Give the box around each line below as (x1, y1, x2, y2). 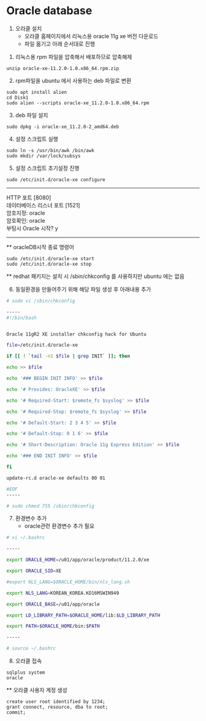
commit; (6, 709, 26, 715)
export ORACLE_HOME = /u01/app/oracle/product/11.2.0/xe (6, 557, 150, 563)
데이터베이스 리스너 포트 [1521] (6, 201, 80, 209)
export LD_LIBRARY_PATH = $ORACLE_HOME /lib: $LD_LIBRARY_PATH (6, 612, 161, 619)
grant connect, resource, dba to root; (6, 704, 109, 711)
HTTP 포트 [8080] (6, 194, 51, 201)
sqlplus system (6, 669, 45, 676)
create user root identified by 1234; (6, 699, 105, 705)
